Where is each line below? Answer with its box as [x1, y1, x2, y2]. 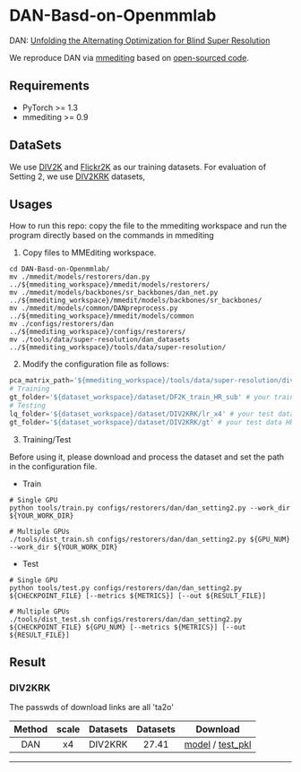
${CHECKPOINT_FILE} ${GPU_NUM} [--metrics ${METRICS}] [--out [9, 622, 246, 631]
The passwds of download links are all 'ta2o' [9, 702, 175, 713]
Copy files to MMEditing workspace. [21, 247, 157, 258]
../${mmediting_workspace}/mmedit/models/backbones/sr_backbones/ [9, 296, 262, 305]
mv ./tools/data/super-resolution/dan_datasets [9, 335, 191, 345]
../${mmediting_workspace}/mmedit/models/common [9, 312, 194, 321]
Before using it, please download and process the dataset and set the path [9, 451, 285, 462]
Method [13, 723, 48, 735]
